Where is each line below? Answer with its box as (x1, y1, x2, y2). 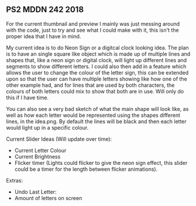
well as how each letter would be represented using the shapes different (6, 112, 180, 119)
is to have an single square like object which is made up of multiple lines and (6, 50, 191, 58)
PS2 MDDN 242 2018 (6, 5, 84, 15)
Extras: (6, 177, 23, 184)
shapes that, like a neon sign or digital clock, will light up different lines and (6, 56, 187, 63)
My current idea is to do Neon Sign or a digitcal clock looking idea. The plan (6, 44, 189, 51)
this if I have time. (6, 94, 49, 101)
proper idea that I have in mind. (6, 32, 81, 40)
